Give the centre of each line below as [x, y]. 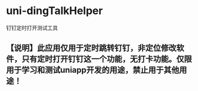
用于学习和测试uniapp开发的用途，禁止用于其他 [93, 70]
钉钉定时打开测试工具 [32, 28]
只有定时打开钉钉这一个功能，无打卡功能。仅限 [107, 59]
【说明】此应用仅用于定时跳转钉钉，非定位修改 [91, 48]
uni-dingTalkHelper [55, 11]
